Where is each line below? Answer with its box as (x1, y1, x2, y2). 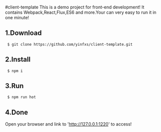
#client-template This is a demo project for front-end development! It (5, 4, 145, 10)
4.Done (5, 108, 28, 116)
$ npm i (7, 68, 23, 73)
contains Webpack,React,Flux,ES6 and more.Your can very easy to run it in (5, 9, 157, 15)
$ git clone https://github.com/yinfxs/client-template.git (7, 42, 133, 47)
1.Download (5, 29, 42, 37)
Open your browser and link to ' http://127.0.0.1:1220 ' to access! (5, 121, 132, 127)
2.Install (5, 55, 31, 64)
